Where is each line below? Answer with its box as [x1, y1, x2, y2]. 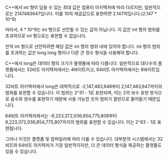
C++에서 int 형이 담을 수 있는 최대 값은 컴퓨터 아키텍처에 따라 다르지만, [5, 4, 144, 10]
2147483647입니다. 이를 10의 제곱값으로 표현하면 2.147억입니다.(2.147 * [14, 10, 157, 16]
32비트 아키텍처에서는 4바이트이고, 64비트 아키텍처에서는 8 [27, 66, 144, 72]
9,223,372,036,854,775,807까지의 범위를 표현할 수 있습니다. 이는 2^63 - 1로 [5, 119, 156, 125]
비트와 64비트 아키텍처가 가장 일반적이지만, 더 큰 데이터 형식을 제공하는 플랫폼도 [5, 142, 162, 148]
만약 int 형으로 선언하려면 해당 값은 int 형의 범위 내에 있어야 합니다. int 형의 [5, 43, 151, 49]
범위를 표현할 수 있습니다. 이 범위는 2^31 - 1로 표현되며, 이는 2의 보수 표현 [5, 89, 149, 95]
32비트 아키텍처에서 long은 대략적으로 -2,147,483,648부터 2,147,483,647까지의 [5, 83, 162, 89]
